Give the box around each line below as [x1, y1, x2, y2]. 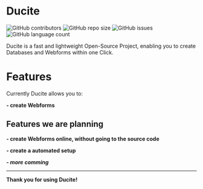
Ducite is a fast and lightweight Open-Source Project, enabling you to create [6, 42, 196, 50]
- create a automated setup [6, 147, 76, 154]
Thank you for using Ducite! [6, 176, 78, 183]
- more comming [6, 158, 49, 165]
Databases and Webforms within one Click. [6, 48, 114, 56]
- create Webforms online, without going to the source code [6, 135, 160, 143]
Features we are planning [6, 119, 104, 129]
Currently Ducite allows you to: [6, 89, 83, 97]
